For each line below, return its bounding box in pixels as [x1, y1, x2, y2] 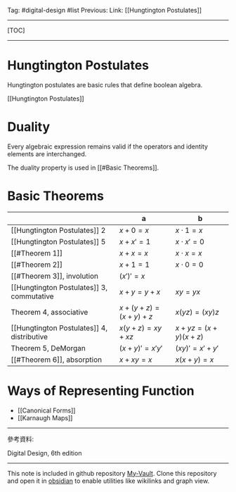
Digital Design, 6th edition [7, 448, 82, 457]
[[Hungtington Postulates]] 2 [11, 225, 106, 235]
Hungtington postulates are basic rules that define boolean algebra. [7, 80, 203, 89]
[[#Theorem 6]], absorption [11, 355, 103, 365]
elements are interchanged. [7, 149, 87, 158]
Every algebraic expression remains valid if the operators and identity [7, 142, 209, 151]
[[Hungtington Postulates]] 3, [11, 282, 107, 292]
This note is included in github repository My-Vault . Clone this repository [7, 469, 217, 477]
